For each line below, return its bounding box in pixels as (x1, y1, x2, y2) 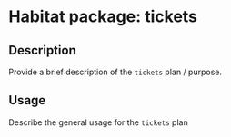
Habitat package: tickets (8, 6, 197, 27)
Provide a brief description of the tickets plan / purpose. (8, 66, 223, 77)
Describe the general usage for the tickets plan (8, 116, 188, 128)
